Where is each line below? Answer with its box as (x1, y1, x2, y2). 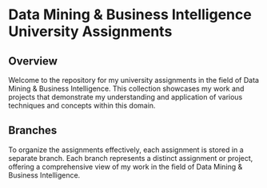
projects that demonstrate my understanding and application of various (8, 92, 243, 101)
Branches (8, 123, 58, 137)
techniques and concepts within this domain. (8, 101, 156, 110)
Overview (8, 54, 58, 68)
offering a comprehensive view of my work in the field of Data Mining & (8, 162, 243, 171)
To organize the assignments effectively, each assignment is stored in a (8, 145, 244, 155)
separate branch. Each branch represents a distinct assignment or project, (8, 153, 253, 163)
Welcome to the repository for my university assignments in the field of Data (8, 76, 260, 84)
